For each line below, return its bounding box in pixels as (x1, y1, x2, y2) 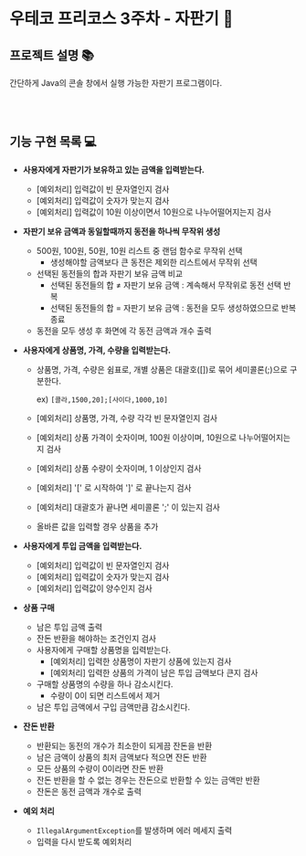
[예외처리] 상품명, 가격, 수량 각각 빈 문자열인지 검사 (36, 412, 217, 423)
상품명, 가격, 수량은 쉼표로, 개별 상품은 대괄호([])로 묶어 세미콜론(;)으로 (36, 364, 288, 375)
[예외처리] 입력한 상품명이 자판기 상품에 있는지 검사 (49, 655, 232, 667)
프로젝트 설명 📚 (9, 48, 94, 63)
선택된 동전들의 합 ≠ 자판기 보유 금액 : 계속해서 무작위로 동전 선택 (49, 280, 281, 291)
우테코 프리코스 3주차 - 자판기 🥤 (9, 8, 234, 29)
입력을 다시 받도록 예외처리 (36, 836, 132, 847)
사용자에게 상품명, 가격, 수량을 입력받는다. (22, 344, 172, 355)
